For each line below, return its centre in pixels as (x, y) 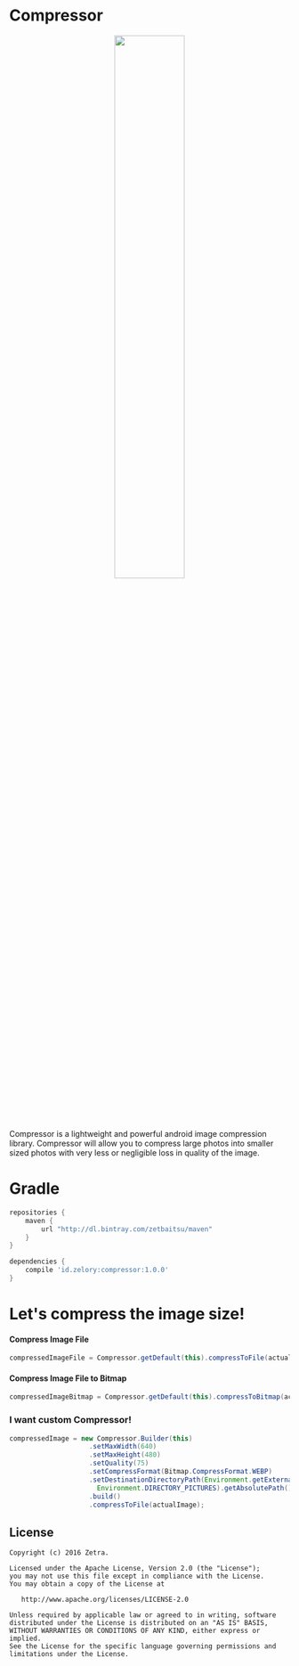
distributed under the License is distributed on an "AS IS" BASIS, (139, 1623)
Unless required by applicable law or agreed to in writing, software (143, 1615)
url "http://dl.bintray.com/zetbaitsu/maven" (127, 1229)
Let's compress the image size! (127, 1314)
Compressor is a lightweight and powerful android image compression (138, 1133)
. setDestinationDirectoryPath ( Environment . (170, 1480)
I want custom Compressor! (70, 1420)
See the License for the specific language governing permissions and (143, 1646)
